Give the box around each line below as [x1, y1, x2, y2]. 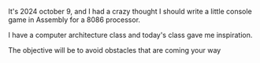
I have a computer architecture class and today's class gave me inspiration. [8, 31, 253, 39]
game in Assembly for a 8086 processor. [8, 15, 140, 24]
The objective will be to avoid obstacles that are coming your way [8, 46, 221, 54]
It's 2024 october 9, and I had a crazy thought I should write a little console [8, 7, 252, 16]
